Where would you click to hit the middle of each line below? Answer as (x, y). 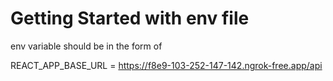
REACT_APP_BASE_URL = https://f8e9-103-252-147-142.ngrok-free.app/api (166, 65)
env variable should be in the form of (86, 46)
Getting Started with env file (130, 18)
